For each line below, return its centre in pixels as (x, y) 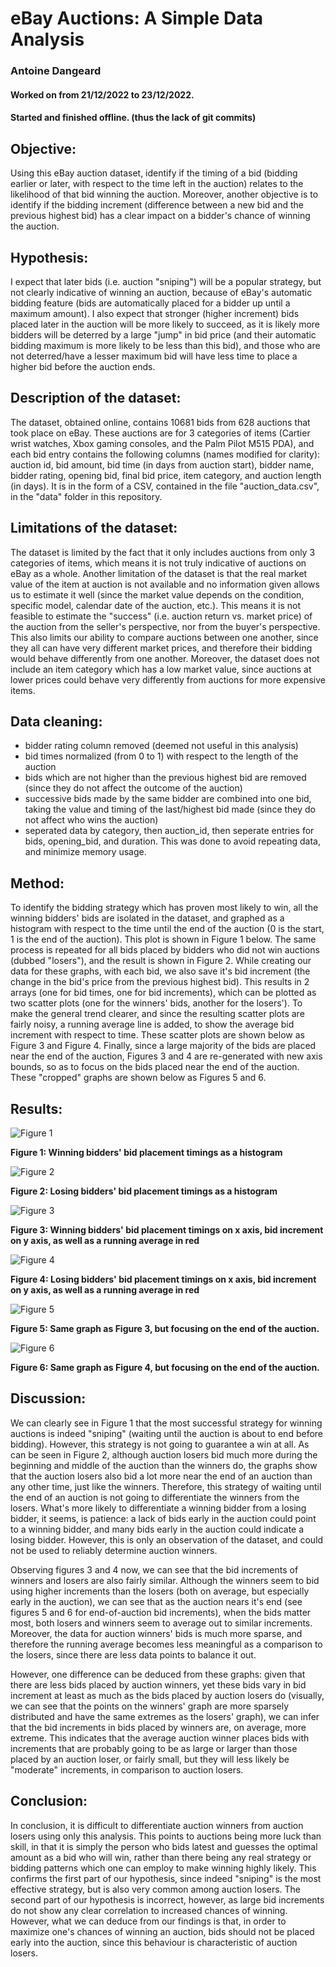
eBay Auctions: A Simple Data (137, 18)
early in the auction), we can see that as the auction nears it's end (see (156, 1601)
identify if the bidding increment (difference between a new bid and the (157, 205)
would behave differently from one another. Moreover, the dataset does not (165, 658)
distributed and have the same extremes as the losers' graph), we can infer (165, 1716)
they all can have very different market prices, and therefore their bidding (161, 648)
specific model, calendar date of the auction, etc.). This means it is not (156, 605)
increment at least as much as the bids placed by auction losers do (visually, (167, 1695)
